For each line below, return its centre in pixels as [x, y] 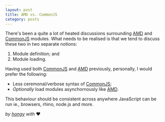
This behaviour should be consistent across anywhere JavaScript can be [81, 99]
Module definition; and [36, 54]
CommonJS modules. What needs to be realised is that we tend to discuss [82, 39]
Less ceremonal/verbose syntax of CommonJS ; [62, 84]
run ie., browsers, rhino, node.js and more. [49, 104]
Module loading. [29, 59]
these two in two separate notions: [41, 44]
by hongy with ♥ [23, 114]
